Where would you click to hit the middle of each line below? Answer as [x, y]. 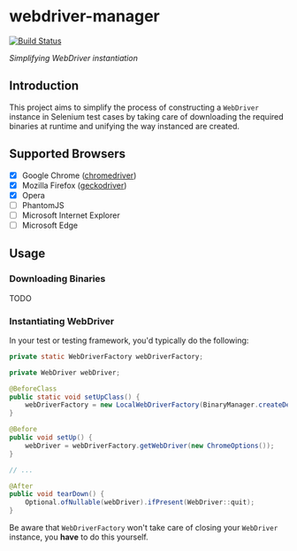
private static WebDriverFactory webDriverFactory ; [106, 356]
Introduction [44, 86]
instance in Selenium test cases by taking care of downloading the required [147, 116]
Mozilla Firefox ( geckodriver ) [74, 185]
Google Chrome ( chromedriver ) [79, 175]
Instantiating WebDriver [62, 321]
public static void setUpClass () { [75, 397]
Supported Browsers [68, 154]
